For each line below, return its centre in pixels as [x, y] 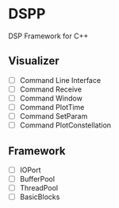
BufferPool [37, 179]
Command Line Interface [60, 80]
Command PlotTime [52, 107]
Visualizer [34, 61]
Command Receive [50, 89]
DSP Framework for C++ [48, 36]
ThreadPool [38, 188]
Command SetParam [54, 116]
